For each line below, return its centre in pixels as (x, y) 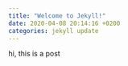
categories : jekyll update (54, 31)
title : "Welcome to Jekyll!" (57, 16)
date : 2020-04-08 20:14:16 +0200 (64, 23)
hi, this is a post (34, 54)
